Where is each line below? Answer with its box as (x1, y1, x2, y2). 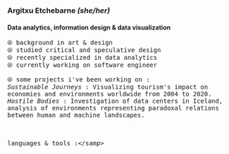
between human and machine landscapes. (7, 111, 145, 120)
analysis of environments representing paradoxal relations (7, 104, 220, 113)
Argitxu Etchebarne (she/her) (7, 6, 111, 15)
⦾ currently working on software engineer (7, 61, 157, 69)
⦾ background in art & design (7, 39, 113, 47)
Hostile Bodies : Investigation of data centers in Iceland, (7, 97, 223, 105)
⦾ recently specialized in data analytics (7, 53, 157, 62)
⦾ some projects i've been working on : (7, 76, 150, 84)
